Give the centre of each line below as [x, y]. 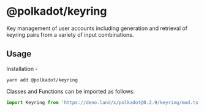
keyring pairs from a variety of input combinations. [70, 34]
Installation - [22, 69]
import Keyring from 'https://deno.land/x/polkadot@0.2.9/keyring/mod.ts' [104, 102]
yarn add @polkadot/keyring [42, 80]
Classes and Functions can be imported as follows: [70, 91]
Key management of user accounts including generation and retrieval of [97, 28]
